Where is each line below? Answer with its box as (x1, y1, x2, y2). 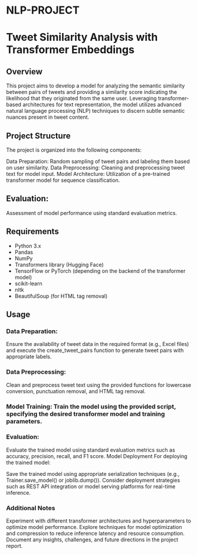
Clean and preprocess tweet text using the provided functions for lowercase (6, 381, 192, 389)
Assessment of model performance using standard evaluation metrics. (6, 209, 178, 216)
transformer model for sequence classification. (6, 177, 120, 184)
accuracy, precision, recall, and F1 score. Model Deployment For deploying (6, 452, 188, 459)
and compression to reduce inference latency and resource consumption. (6, 530, 185, 537)
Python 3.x (14, 242, 41, 249)
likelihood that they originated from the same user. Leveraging (6, 95, 157, 102)
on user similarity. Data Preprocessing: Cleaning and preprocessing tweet (6, 164, 185, 171)
